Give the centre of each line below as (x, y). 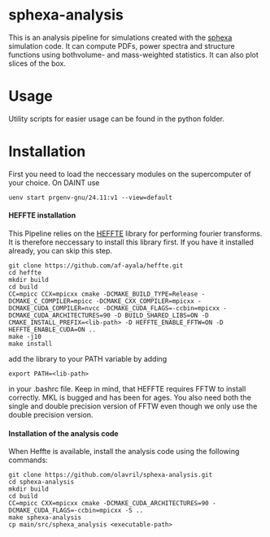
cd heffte (25, 273)
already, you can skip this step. (60, 251)
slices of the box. (37, 63)
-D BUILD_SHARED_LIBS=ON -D (161, 316)
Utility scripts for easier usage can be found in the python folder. (117, 119)
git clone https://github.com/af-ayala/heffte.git (96, 266)
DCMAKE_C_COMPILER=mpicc (50, 301)
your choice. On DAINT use (54, 182)
